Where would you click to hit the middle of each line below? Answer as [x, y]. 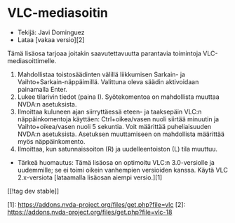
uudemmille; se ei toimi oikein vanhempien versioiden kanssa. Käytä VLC [122, 170]
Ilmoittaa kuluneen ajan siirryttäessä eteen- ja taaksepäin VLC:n [109, 111]
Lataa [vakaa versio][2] [51, 39]
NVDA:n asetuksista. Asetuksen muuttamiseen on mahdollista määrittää [121, 134]
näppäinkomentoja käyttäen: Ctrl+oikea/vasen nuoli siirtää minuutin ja [118, 119]
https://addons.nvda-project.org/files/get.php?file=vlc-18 [90, 212]
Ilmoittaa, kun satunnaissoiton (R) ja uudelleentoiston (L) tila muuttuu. [117, 149]
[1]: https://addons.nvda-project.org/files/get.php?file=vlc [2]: [96, 204]
